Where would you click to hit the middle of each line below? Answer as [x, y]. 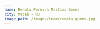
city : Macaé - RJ [22, 14]
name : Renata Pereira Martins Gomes [42, 10]
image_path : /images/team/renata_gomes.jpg [50, 19]
